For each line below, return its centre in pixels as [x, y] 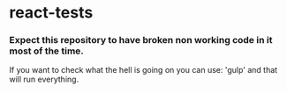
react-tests [51, 13]
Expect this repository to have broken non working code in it [141, 40]
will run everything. [44, 79]
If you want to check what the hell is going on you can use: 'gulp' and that [143, 70]
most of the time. [46, 51]
